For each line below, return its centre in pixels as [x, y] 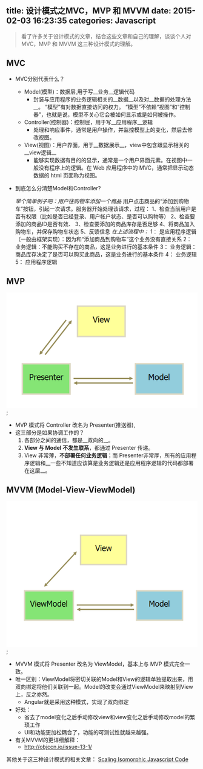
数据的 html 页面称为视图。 [67, 175]
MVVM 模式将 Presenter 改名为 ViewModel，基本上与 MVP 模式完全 [100, 664]
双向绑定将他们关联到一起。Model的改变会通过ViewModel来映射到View [104, 686]
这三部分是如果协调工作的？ [50, 432]
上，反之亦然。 [34, 694]
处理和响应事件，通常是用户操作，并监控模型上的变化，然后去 [110, 129]
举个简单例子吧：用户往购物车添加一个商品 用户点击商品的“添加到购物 [102, 201]
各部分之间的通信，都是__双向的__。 [69, 440]
